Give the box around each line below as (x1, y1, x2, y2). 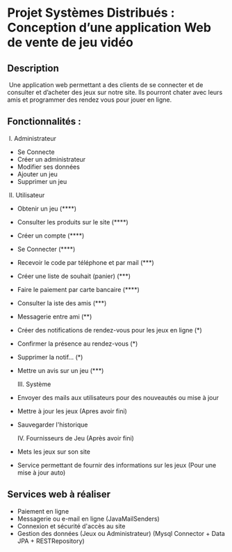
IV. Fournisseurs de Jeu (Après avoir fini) (17, 434, 134, 442)
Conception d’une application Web (7, 20, 212, 36)
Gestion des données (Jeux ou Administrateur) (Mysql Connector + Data (17, 529, 226, 537)
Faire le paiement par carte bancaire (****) (17, 285, 140, 293)
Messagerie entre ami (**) (17, 312, 92, 321)
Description (7, 62, 59, 74)
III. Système (17, 380, 51, 388)
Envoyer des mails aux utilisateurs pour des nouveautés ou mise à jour (17, 393, 219, 401)
